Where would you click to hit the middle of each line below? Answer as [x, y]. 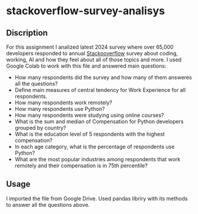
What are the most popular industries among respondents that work [98, 159]
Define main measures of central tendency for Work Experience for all [100, 90]
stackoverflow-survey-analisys [86, 11]
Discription [27, 33]
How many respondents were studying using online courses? [89, 115]
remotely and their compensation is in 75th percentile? [81, 165]
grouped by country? [40, 128]
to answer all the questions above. [48, 205]
